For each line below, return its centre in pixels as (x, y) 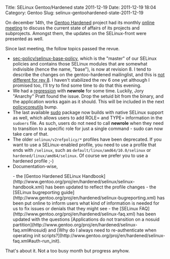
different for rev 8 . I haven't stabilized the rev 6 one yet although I (81, 80)
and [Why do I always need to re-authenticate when (102, 230)
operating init (26, 235)
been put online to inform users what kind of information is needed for (86, 203)
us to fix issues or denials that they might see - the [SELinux (75, 208)
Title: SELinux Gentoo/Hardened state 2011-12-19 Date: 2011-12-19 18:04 (81, 7)
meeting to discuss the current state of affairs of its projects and (73, 28)
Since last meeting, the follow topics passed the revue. (63, 48)
